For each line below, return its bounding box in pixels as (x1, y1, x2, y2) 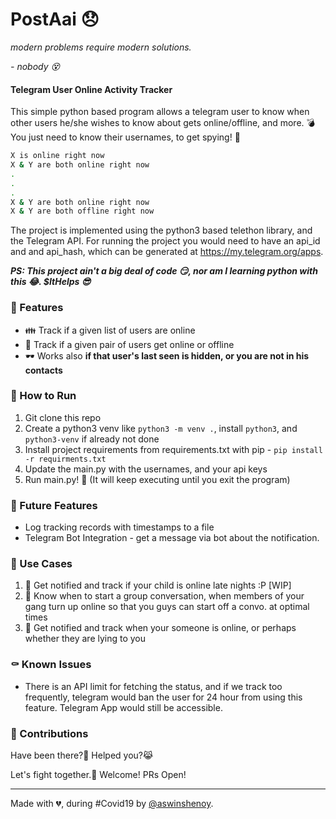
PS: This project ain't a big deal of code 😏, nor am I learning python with (10, 265, 318, 277)
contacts (24, 364, 63, 376)
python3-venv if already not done (24, 433, 160, 445)
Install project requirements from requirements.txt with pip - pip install (24, 443, 323, 455)
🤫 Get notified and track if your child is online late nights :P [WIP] (24, 579, 292, 592)
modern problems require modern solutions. (10, 41, 192, 53)
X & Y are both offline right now (10, 206, 155, 217)
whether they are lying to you (24, 633, 147, 645)
